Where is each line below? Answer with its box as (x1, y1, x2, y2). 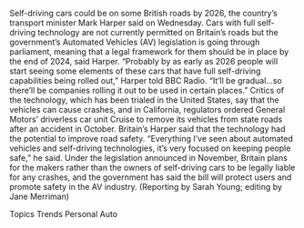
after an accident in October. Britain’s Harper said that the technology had (9, 124, 286, 134)
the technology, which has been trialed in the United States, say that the (9, 94, 279, 105)
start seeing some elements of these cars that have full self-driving (9, 65, 261, 76)
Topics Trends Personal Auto (9, 209, 118, 219)
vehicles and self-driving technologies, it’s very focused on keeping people (9, 143, 291, 154)
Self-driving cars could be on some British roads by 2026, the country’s (9, 8, 278, 18)
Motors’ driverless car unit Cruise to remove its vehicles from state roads (9, 114, 283, 124)
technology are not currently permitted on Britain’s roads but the (37, 27, 279, 37)
